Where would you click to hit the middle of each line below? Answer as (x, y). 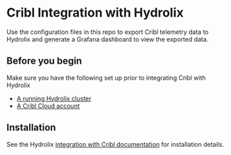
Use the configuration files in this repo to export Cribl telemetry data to (108, 32)
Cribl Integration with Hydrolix (95, 13)
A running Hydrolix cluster (54, 98)
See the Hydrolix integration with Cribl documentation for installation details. (115, 144)
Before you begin (44, 61)
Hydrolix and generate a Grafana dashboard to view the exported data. (108, 39)
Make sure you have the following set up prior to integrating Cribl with (106, 77)
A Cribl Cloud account (48, 106)
